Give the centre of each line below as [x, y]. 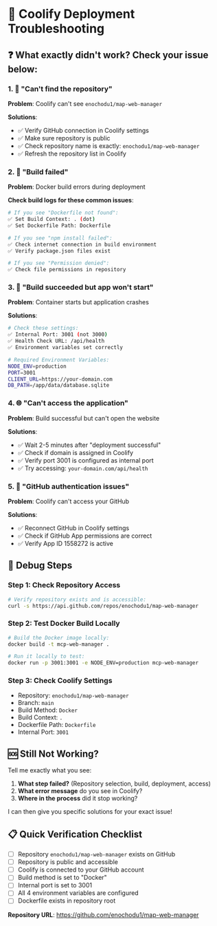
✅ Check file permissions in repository [67, 270]
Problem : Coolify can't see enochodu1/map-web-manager [85, 103]
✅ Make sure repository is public [64, 138]
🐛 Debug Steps [40, 566]
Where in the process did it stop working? [78, 799]
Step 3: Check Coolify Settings [60, 681]
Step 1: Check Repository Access [64, 585]
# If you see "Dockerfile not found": [63, 213]
